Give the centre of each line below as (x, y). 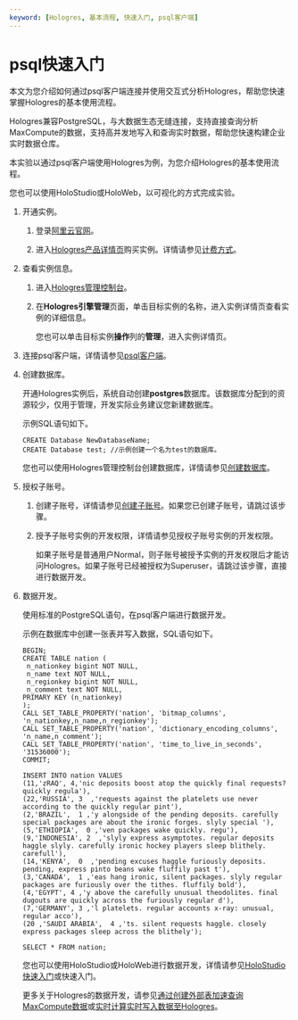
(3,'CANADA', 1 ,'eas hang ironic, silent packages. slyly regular (152, 877)
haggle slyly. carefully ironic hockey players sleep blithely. (144, 846)
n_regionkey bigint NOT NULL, (83, 682)
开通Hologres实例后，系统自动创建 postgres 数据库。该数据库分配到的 (150, 393)
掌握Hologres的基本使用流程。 (65, 102)
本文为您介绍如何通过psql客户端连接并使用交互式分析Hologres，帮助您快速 (147, 91)
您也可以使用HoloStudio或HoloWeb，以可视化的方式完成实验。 (124, 192)
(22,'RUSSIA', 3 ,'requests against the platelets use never (140, 799)
